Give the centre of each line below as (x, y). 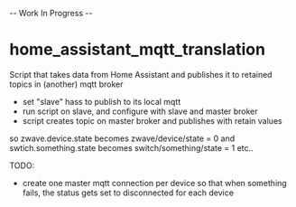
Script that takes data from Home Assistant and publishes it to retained (141, 74)
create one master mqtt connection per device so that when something (154, 183)
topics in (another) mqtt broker (66, 84)
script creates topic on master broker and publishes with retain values (152, 120)
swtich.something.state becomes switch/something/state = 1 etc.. (132, 147)
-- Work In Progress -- (51, 13)
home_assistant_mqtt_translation (138, 50)
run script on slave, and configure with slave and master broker (140, 111)
